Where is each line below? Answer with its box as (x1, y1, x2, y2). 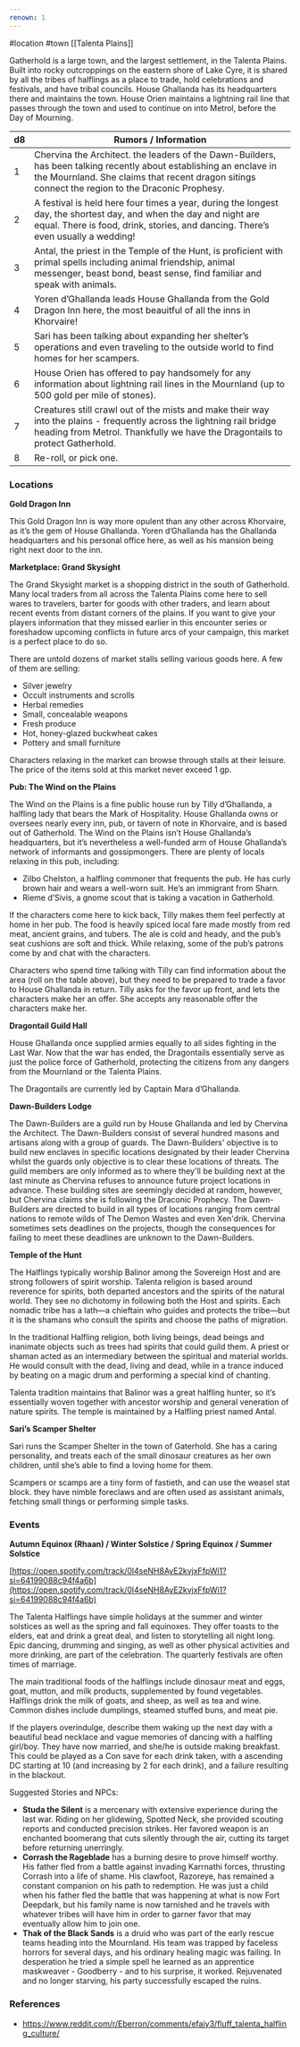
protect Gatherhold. (34, 437, 116, 449)
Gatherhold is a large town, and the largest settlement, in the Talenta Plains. (9, 55, 287, 65)
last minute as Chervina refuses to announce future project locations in (9, 1175, 271, 1185)
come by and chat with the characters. (9, 947, 152, 958)
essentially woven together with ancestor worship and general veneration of (9, 1397, 289, 1407)
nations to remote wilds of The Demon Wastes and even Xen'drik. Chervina (9, 1213, 286, 1224)
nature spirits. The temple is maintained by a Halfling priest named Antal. (9, 1406, 277, 1416)
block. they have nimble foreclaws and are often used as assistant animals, (9, 1486, 285, 1497)
